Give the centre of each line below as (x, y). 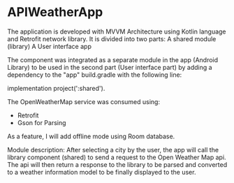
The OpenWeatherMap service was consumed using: (84, 101)
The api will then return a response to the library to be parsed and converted (117, 164)
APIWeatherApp (55, 12)
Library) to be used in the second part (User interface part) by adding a (110, 67)
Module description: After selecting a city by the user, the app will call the (113, 149)
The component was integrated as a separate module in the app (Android (113, 59)
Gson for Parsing (42, 122)
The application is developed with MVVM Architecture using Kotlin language (117, 31)
